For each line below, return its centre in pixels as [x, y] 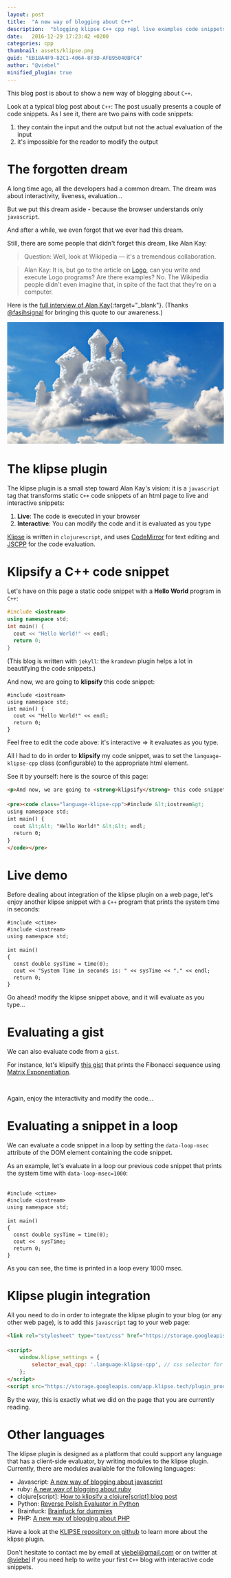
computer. [38, 292]
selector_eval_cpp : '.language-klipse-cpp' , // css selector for [128, 1365]
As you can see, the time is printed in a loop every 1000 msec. [95, 1268]
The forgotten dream [68, 169]
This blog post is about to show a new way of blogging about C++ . [100, 93]
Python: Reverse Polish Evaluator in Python [78, 1504]
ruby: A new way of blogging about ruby [74, 1489]
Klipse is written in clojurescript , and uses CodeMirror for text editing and [113, 537]
